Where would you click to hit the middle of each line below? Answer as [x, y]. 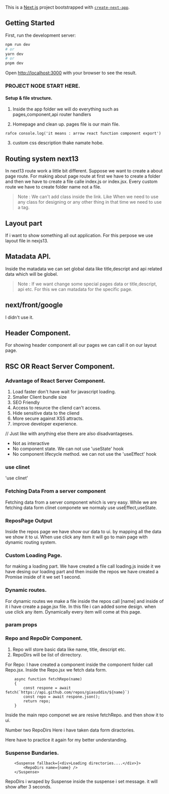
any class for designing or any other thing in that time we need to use [90, 202]
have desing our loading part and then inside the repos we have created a [82, 572]
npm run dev [18, 44]
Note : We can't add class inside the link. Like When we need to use [88, 197]
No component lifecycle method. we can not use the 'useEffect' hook [84, 454]
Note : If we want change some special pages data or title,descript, [87, 284]
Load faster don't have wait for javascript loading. [64, 392]
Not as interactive [31, 444]
